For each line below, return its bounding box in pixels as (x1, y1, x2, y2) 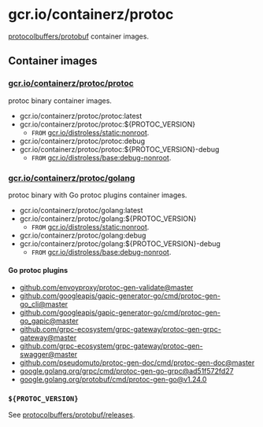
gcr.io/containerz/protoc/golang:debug (19, 230, 146, 240)
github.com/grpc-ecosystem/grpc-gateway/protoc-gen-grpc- (19, 325, 222, 334)
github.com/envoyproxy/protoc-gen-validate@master (19, 283, 194, 293)
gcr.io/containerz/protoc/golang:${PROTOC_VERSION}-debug (19, 238, 220, 248)
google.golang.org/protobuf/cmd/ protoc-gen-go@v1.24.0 (19, 375, 207, 385)
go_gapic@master (19, 316, 79, 326)
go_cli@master (19, 300, 69, 309)
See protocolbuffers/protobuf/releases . (8, 410, 135, 420)
